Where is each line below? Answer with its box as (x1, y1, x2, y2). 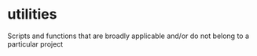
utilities (7, 5, 57, 23)
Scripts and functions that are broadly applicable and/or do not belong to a (7, 31, 249, 40)
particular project (7, 39, 64, 48)
